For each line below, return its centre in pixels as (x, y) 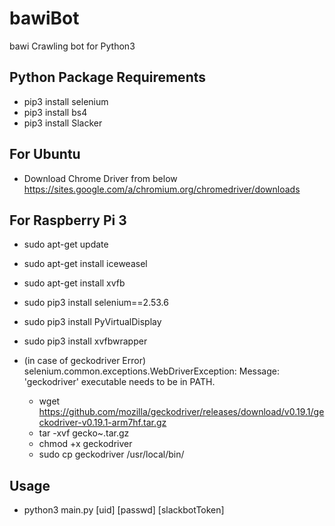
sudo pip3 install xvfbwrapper (85, 341)
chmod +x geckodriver (85, 444)
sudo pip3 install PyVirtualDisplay (92, 322)
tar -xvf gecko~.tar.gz (84, 433)
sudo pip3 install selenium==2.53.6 (96, 303)
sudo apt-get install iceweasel (85, 264)
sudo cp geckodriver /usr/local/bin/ (111, 454)
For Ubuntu (45, 154)
